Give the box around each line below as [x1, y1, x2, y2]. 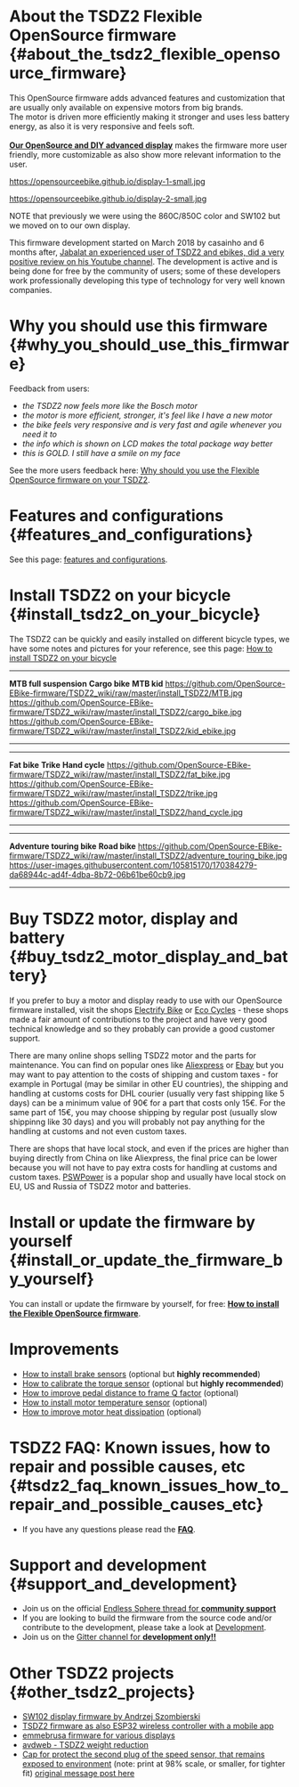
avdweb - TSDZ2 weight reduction [21, 1740, 149, 1750]
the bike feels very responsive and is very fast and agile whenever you [21, 419, 282, 429]
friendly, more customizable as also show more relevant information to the [9, 149, 282, 159]
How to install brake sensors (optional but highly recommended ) [21, 1368, 261, 1379]
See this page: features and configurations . [9, 554, 168, 565]
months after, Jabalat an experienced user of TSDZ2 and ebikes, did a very [9, 247, 285, 257]
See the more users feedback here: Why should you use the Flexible [9, 465, 260, 476]
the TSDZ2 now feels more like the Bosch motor [21, 400, 198, 411]
